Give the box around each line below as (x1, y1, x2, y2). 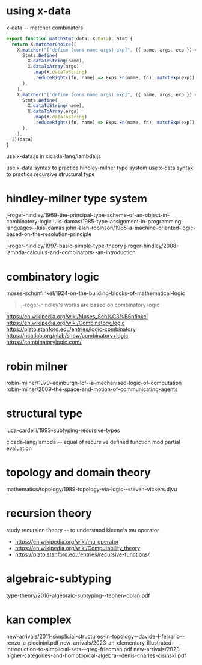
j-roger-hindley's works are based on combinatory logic (20, 302, 160, 309)
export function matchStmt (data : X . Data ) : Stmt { (6, 35, 133, 41)
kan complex (6, 613, 72, 627)
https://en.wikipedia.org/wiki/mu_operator (14, 538, 119, 545)
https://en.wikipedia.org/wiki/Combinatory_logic (6, 320, 125, 327)
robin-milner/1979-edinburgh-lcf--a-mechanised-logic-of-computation (6, 380, 182, 387)
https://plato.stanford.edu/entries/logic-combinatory (6, 326, 136, 333)
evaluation (6, 445, 32, 452)
